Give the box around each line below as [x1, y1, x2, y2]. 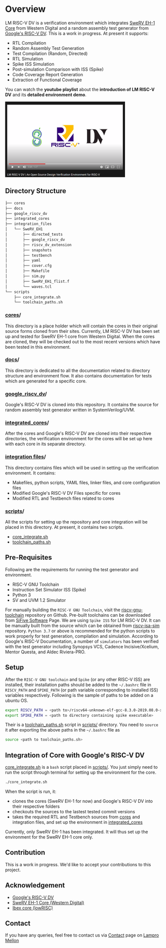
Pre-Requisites [5, 553, 52, 562]
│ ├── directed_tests [5, 232, 63, 237]
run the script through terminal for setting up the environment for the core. [5, 769, 157, 776]
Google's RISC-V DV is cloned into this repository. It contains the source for [5, 402, 159, 408]
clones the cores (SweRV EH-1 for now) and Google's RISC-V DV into [12, 798, 153, 804]
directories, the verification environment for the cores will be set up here [5, 436, 153, 442]
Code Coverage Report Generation [12, 71, 83, 77]
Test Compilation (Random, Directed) [12, 51, 88, 56]
